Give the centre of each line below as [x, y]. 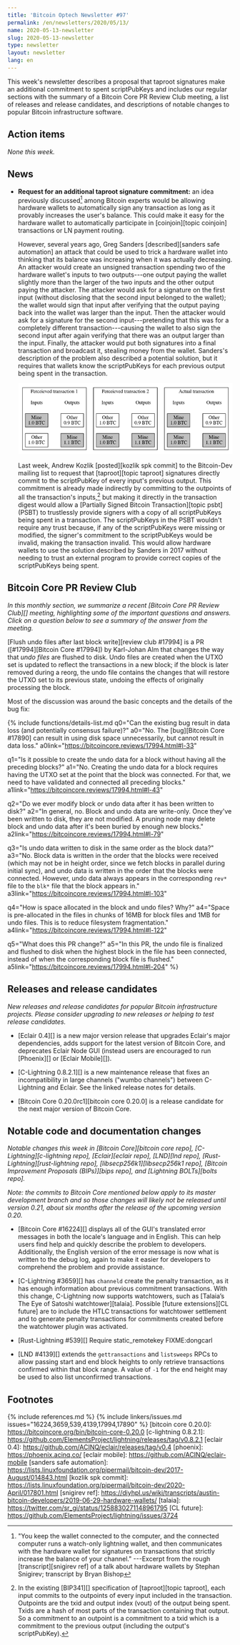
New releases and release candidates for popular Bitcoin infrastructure [112, 1006]
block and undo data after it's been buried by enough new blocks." [105, 826]
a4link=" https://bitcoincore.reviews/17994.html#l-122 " [87, 930]
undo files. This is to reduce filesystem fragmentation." [88, 922]
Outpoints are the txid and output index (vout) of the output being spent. [124, 1603]
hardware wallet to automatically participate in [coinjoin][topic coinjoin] [122, 223]
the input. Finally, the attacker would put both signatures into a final [117, 343]
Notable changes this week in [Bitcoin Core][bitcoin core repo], [101, 1148]
